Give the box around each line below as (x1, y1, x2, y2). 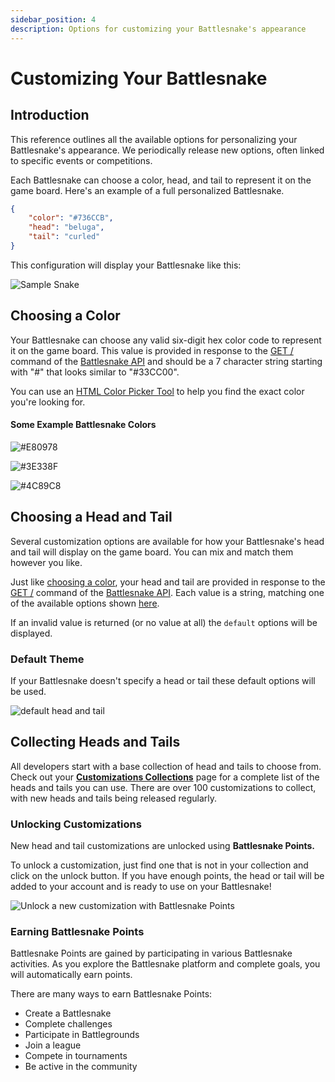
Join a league (24, 1039, 82, 1051)
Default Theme (10, 652, 85, 666)
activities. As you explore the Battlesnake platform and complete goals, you (10, 958, 321, 970)
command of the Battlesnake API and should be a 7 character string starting (10, 355, 323, 367)
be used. (10, 686, 47, 697)
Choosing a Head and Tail (10, 509, 173, 526)
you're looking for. (10, 396, 86, 408)
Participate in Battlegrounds (24, 1029, 140, 1041)
